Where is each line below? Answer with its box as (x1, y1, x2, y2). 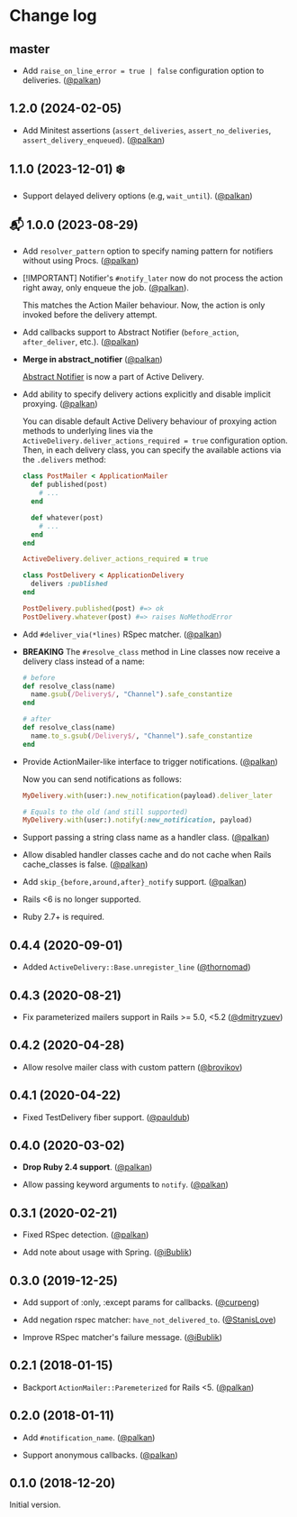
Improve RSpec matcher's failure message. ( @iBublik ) (22, 1332, 223, 1342)
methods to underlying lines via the (22, 426, 154, 437)
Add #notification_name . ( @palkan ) (22, 1431, 156, 1443)
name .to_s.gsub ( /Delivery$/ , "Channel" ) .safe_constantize (31, 731, 253, 740)
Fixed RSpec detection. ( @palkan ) (22, 1229, 149, 1240)
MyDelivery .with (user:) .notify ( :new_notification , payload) (22, 815, 253, 825)
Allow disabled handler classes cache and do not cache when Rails (22, 850, 272, 860)
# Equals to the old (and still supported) (22, 807, 189, 816)
